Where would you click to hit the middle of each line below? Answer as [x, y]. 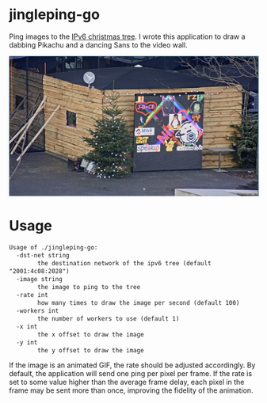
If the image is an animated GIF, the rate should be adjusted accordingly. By [132, 365]
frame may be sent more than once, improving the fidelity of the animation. [131, 390]
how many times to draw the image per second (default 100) [139, 303]
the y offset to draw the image [91, 351]
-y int [27, 343]
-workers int [38, 311]
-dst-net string [43, 256]
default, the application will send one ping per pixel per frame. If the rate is [131, 374]
